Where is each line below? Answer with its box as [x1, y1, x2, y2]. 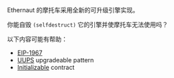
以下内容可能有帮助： [7, 35, 67, 43]
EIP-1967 [17, 49, 43, 57]
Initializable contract [17, 64, 75, 71]
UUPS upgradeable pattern [17, 56, 94, 64]
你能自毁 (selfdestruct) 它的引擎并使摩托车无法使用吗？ [7, 21, 168, 29]
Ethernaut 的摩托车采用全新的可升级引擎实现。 [7, 6, 139, 14]
